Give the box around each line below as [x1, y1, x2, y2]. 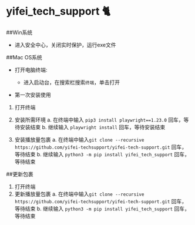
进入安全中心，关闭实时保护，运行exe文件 [14, 41, 116, 48]
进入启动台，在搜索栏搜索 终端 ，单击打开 [23, 79, 120, 86]
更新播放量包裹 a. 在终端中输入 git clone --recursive [14, 190, 144, 197]
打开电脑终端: [14, 66, 48, 73]
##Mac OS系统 [6, 53, 42, 61]
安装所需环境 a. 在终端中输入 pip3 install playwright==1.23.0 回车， [14, 116, 184, 123]
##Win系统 [6, 29, 33, 36]
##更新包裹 [6, 170, 33, 177]
